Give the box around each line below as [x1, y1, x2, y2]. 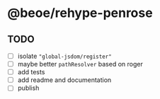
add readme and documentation [17, 76, 112, 84]
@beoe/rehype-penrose [7, 5, 154, 21]
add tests [17, 68, 45, 76]
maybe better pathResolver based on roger [17, 60, 143, 69]
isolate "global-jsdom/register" [17, 52, 112, 60]
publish [17, 83, 40, 93]
